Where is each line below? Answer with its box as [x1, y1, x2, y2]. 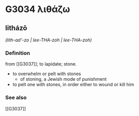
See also [5, 94, 27, 101]
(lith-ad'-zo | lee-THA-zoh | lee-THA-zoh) [5, 37, 92, 43]
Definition [5, 49, 30, 56]
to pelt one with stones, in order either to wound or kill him [12, 82, 134, 88]
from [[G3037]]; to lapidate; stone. [5, 61, 77, 67]
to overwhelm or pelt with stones [12, 71, 81, 77]
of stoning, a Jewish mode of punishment [20, 76, 107, 82]
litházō [5, 24, 27, 32]
